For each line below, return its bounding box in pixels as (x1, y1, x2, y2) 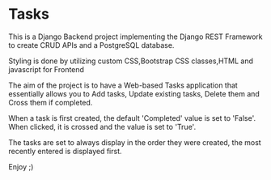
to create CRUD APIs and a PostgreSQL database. (8, 40, 175, 49)
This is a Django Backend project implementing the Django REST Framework (8, 32, 263, 41)
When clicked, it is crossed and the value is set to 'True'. (8, 122, 197, 131)
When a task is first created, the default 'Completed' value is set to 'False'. (8, 113, 256, 122)
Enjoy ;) (8, 161, 34, 171)
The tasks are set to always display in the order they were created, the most (8, 137, 261, 147)
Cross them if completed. (8, 97, 93, 107)
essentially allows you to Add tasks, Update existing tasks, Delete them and (8, 88, 260, 98)
